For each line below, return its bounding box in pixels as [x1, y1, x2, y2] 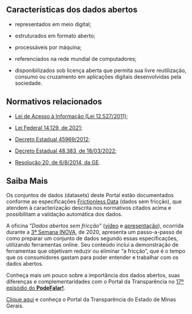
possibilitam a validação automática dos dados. [6, 211, 123, 218]
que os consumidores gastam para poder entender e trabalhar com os [6, 254, 179, 261]
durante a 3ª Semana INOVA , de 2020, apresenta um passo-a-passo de [6, 229, 183, 236]
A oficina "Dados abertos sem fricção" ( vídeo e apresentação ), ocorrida [6, 222, 184, 229]
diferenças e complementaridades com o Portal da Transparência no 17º [6, 278, 184, 285]
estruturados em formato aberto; [14, 32, 95, 39]
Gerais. [6, 302, 24, 309]
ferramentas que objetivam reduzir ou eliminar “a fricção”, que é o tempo [6, 247, 186, 255]
